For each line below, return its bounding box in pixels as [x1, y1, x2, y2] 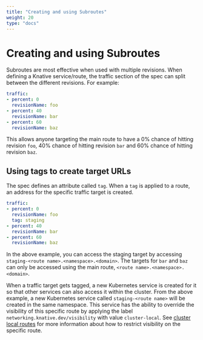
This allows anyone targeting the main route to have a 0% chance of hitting [6, 136, 194, 143]
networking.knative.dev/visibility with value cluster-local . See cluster [6, 314, 191, 321]
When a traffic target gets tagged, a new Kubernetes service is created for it [6, 282, 197, 289]
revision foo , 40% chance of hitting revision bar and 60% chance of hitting [6, 142, 193, 149]
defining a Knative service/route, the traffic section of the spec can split [6, 73, 186, 80]
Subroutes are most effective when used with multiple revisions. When [6, 66, 183, 73]
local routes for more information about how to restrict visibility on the [6, 321, 181, 328]
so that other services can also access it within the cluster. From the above [6, 288, 193, 296]
